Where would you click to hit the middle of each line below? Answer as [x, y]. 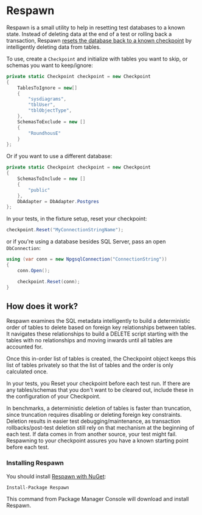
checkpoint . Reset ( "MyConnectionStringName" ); [65, 230]
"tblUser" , [42, 105]
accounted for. [25, 347]
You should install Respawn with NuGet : [56, 476]
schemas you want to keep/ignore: [50, 65]
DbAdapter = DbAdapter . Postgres [58, 201]
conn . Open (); [34, 270]
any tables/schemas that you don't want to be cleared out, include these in [100, 390]
